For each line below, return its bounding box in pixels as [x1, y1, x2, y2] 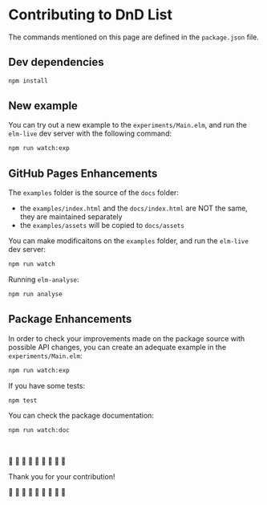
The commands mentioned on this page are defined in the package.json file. [8, 32, 259, 42]
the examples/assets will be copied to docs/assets [19, 221, 184, 230]
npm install [8, 76, 48, 85]
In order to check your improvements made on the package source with [8, 333, 245, 343]
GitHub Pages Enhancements [8, 166, 158, 180]
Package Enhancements [8, 312, 132, 326]
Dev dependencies [8, 55, 104, 69]
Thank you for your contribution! [8, 472, 115, 482]
